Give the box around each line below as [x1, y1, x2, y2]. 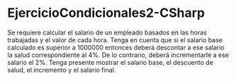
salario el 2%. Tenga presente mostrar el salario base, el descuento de [7, 58, 214, 66]
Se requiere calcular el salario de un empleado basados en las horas [7, 28, 207, 37]
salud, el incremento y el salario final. [7, 66, 116, 74]
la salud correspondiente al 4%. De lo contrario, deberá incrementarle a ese [7, 51, 229, 59]
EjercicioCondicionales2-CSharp [7, 5, 206, 21]
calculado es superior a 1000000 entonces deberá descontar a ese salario [7, 43, 225, 51]
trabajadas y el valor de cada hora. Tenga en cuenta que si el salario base [7, 35, 223, 44]
